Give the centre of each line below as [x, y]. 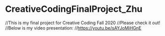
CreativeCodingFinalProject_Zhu [74, 9]
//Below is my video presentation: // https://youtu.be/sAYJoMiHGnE [73, 28]
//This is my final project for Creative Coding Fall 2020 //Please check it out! [83, 23]
